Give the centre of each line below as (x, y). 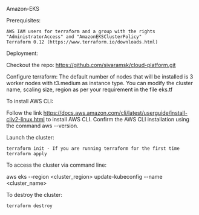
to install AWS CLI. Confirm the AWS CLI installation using (118, 119)
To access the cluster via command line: (57, 165)
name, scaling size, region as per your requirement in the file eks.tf (90, 89)
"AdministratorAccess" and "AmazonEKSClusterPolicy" (74, 37)
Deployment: (22, 53)
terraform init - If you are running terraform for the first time (93, 149)
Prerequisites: (24, 20)
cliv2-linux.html (26, 119)
